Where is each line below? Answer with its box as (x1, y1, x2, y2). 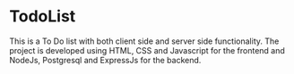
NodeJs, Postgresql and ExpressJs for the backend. (9, 54, 202, 65)
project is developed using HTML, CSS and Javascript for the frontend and (9, 45, 285, 55)
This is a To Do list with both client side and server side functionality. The (9, 36, 280, 46)
